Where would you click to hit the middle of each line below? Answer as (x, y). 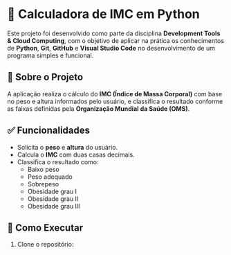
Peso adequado (50, 177)
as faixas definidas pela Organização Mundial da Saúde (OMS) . (99, 108)
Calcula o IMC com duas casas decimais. (76, 155)
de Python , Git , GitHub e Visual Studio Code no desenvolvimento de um (111, 48)
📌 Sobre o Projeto (45, 77)
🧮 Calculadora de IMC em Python (103, 14)
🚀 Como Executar (45, 228)
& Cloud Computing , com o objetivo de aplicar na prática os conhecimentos (116, 40)
